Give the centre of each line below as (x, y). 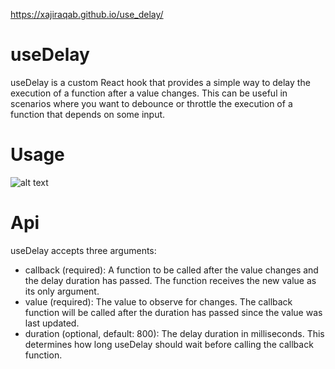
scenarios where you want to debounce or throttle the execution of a (151, 103)
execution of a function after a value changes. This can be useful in (149, 93)
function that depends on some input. (88, 114)
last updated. (52, 323)
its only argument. (62, 291)
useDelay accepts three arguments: (83, 250)
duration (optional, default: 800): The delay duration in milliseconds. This (174, 333)
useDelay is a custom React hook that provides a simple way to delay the (160, 82)
